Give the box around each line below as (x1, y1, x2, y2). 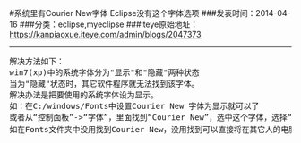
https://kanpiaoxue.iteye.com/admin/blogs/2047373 (9, 29, 202, 39)
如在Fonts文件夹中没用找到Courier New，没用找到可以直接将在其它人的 (9, 124, 281, 134)
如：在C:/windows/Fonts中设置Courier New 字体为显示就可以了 (9, 101, 260, 111)
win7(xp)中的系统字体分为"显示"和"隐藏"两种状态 (9, 68, 200, 78)
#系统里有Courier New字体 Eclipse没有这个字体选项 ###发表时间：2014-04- (9, 8, 291, 18)
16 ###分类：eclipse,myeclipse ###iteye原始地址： (9, 19, 199, 29)
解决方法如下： (9, 56, 64, 66)
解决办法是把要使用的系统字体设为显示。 (9, 90, 159, 100)
